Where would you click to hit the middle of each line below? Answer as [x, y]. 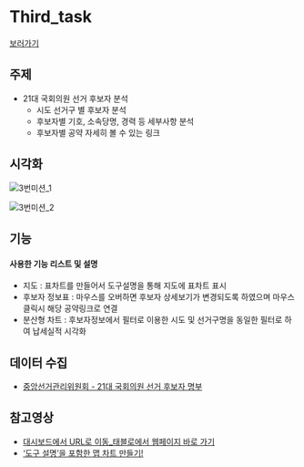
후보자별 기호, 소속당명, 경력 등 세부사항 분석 [115, 121]
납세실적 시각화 [59, 331]
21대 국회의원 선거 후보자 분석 [76, 99]
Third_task [51, 17]
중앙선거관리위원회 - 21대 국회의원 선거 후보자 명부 [112, 386]
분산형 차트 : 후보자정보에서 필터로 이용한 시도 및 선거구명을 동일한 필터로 [152, 320]
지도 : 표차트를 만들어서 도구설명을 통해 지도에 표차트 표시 [125, 285]
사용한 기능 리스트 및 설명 [54, 264]
